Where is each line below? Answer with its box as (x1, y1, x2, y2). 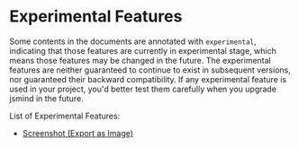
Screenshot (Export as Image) (22, 127, 133, 138)
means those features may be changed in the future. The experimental (9, 55, 272, 65)
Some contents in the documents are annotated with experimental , (9, 36, 257, 47)
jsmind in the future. (9, 92, 84, 104)
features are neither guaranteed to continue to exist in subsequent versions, (9, 65, 291, 75)
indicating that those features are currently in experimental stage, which (9, 45, 276, 56)
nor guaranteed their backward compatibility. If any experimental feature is (9, 73, 286, 84)
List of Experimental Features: (9, 110, 121, 121)
